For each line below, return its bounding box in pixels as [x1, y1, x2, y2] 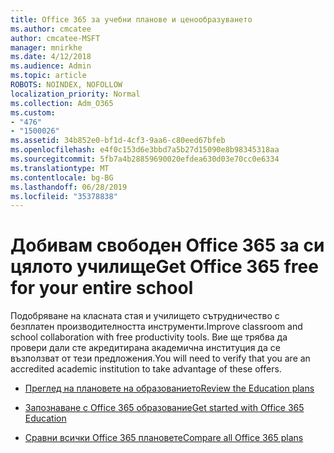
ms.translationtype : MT [10, 163, 110, 173]
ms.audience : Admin [10, 61, 92, 71]
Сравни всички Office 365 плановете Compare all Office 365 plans [24, 432, 304, 444]
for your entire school [10, 277, 194, 300]
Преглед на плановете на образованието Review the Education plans [24, 382, 315, 395]
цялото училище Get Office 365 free [10, 256, 319, 278]
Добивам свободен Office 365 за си [10, 234, 325, 257]
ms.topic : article [10, 71, 87, 81]
